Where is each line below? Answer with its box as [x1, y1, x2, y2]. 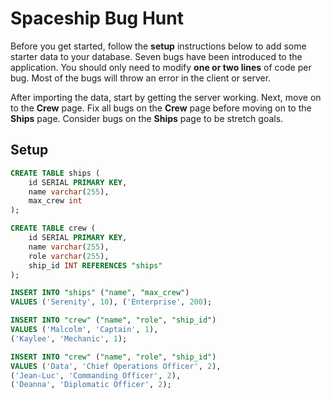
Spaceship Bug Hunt [10, 7, 184, 30]
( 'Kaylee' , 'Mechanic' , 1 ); [10, 333, 128, 344]
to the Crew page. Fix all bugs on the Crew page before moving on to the [10, 102, 312, 114]
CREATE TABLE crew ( [10, 223, 97, 234]
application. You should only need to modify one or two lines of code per [10, 61, 312, 73]
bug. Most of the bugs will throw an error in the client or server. [10, 72, 272, 84]
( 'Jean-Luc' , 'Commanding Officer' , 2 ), [10, 370, 182, 381]
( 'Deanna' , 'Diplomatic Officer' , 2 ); [10, 380, 172, 390]
